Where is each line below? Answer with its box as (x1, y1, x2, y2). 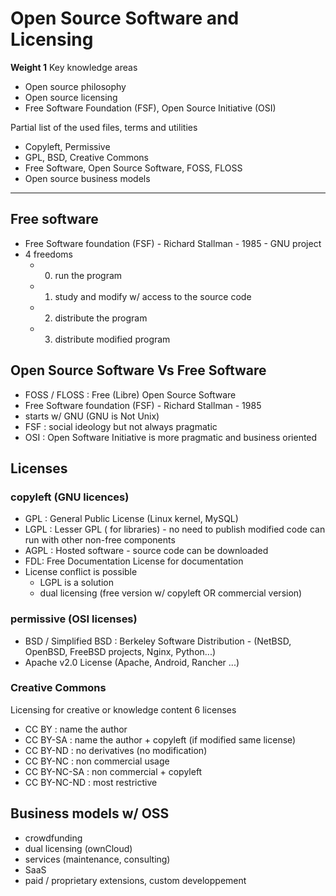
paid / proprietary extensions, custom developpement (24, 874, 247, 886)
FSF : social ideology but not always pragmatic (24, 420, 218, 432)
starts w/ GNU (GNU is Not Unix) (24, 410, 160, 422)
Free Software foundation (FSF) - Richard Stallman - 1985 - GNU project (24, 237, 322, 249)
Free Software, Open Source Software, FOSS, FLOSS (24, 162, 243, 174)
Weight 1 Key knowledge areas (10, 61, 138, 73)
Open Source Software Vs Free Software (10, 362, 267, 379)
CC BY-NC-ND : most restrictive (24, 776, 158, 788)
